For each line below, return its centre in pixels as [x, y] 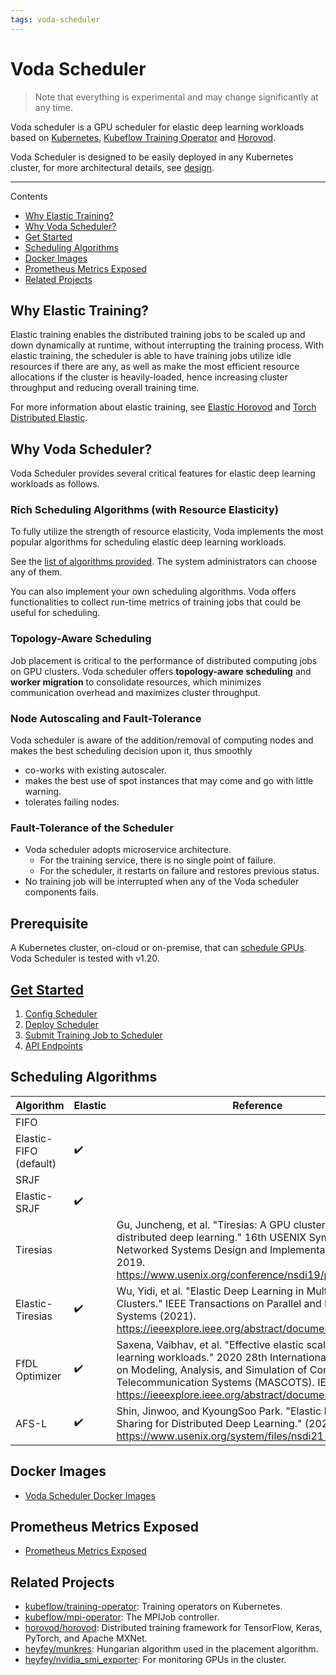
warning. [43, 792]
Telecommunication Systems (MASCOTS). [215, 1382]
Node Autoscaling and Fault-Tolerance [106, 718]
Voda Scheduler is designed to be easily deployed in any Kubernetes [152, 157]
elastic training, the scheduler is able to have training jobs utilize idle [151, 356]
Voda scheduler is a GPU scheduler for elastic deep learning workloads [157, 127]
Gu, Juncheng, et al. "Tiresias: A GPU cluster [221, 1224]
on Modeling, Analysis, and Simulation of [212, 1369]
